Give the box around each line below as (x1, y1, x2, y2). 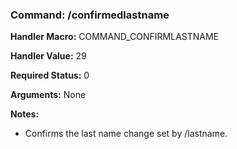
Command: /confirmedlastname (10, 8, 170, 22)
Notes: (10, 108, 40, 120)
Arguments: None (10, 89, 87, 101)
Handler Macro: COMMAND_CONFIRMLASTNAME (10, 31, 220, 43)
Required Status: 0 (10, 69, 90, 82)
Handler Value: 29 (10, 50, 87, 62)
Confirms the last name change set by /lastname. (24, 128, 228, 140)
